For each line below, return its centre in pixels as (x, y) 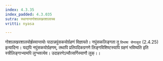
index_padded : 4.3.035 (29, 14)
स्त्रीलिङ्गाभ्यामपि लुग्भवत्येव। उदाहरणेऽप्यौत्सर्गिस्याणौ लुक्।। (53, 53)
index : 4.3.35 (20, 10)
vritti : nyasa (20, 24)
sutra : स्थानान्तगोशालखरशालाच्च (30, 19)
